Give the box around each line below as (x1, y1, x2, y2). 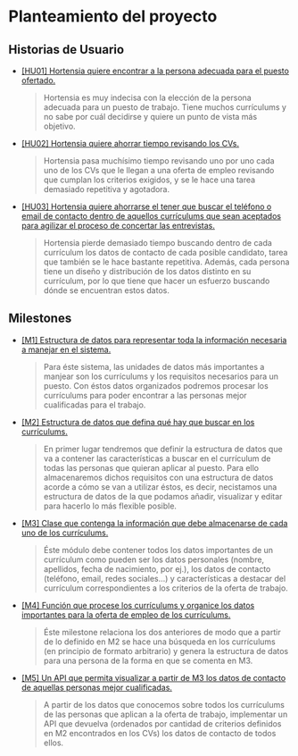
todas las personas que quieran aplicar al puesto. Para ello (43, 462, 260, 473)
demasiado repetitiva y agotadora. (43, 184, 170, 194)
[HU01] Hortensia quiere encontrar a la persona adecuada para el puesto (21, 65, 289, 76)
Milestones (8, 311, 72, 326)
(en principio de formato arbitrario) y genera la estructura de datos (43, 645, 289, 656)
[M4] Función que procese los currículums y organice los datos (21, 600, 255, 610)
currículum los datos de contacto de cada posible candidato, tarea (43, 248, 288, 257)
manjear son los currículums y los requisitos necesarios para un (43, 371, 278, 382)
